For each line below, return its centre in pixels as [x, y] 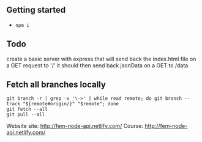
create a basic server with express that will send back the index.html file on [101, 59]
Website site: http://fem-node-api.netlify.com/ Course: [75, 126]
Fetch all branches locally [56, 85]
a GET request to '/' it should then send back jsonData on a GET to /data [97, 65]
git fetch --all [27, 110]
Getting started [36, 10]
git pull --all [26, 115]
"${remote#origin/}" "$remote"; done [71, 104]
